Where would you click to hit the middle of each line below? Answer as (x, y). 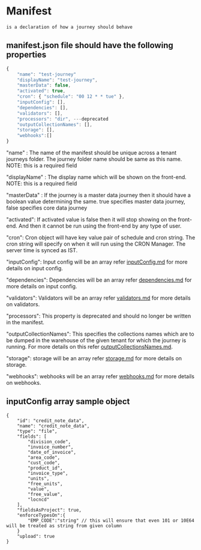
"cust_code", (44, 463)
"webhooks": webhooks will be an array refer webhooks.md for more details (100, 376)
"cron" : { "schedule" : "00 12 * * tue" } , (71, 97)
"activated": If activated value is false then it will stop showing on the (91, 219)
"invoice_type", (48, 473)
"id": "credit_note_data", (51, 421)
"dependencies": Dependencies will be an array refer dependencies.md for (99, 280)
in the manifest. (25, 322)
